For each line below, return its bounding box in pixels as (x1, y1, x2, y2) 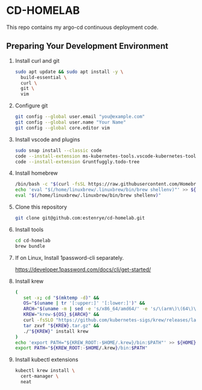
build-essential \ (21, 74, 67, 80)
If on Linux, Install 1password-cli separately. (14, 254, 124, 261)
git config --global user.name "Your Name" (14, 119, 127, 125)
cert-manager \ (21, 373, 59, 380)
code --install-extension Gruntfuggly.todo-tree (14, 159, 140, 165)
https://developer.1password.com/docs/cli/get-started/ (14, 266, 151, 273)
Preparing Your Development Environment (6, 41, 169, 51)
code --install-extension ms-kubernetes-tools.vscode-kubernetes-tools (14, 153, 199, 159)
